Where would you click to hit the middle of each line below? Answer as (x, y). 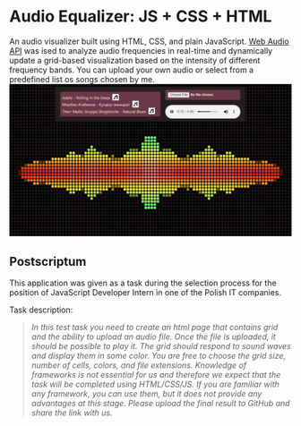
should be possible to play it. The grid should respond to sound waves (161, 345)
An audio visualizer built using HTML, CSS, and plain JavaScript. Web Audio (149, 41)
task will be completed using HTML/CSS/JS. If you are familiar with (155, 384)
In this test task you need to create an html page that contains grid (155, 327)
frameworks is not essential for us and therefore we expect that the (156, 374)
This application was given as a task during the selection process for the (143, 283)
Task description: (41, 310)
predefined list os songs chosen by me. (82, 79)
